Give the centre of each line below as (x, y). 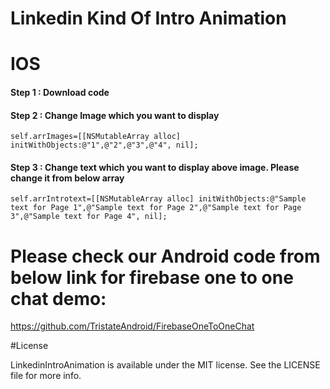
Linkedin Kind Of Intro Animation (148, 18)
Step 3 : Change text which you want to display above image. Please (155, 167)
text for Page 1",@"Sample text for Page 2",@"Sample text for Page (156, 208)
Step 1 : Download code (60, 92)
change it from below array (67, 178)
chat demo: (58, 298)
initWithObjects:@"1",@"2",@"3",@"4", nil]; (104, 145)
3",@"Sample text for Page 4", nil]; (89, 217)
